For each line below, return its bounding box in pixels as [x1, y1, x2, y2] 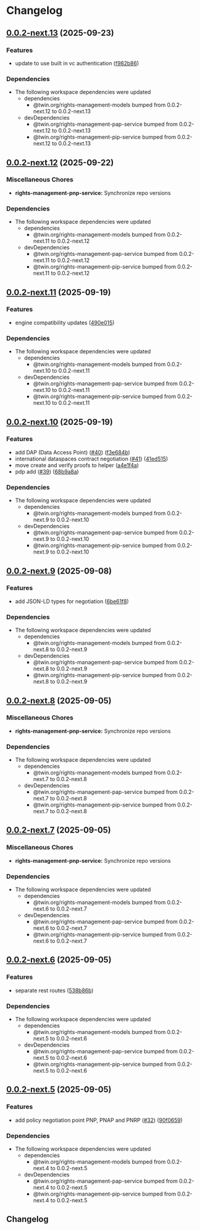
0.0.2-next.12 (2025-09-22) [6, 157, 114, 168]
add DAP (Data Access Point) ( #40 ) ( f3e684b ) [15, 448, 131, 456]
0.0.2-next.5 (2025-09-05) [6, 1084, 112, 1095]
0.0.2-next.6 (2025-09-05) [6, 955, 112, 965]
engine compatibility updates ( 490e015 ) [15, 319, 115, 326]
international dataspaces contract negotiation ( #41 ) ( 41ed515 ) [15, 455, 168, 462]
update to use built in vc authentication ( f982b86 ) [15, 59, 139, 67]
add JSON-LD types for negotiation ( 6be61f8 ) [15, 597, 129, 605]
